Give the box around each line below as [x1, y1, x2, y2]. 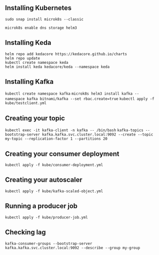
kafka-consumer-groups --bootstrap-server [5, 241, 92, 246]
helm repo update [5, 56, 40, 60]
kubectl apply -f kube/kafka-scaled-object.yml [5, 189, 104, 194]
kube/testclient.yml [5, 101, 47, 106]
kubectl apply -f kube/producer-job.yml [5, 215, 88, 220]
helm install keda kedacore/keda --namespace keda [5, 64, 110, 69]
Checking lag [5, 228, 46, 236]
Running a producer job [5, 202, 78, 210]
